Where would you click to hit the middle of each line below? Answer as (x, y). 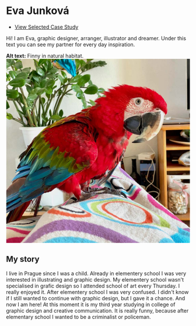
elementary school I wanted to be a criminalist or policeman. (78, 317)
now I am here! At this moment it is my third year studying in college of (91, 304)
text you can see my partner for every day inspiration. (71, 44)
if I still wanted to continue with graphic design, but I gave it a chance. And (96, 298)
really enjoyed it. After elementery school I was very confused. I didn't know (97, 292)
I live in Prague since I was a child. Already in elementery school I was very (96, 273)
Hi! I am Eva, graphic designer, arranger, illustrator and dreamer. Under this (96, 38)
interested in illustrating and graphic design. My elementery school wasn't (95, 279)
